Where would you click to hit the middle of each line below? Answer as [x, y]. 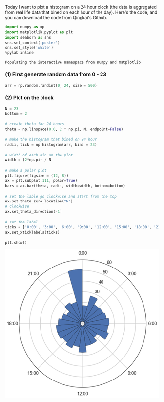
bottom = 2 [16, 114]
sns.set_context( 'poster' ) [32, 43]
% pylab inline [20, 53]
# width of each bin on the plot [39, 155]
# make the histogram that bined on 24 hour [51, 139]
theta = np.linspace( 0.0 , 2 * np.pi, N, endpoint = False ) [64, 129]
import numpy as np [25, 27]
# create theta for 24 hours [35, 124]
